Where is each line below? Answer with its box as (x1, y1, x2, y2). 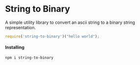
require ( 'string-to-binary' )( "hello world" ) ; (5, 34, 99, 39)
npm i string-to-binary (5, 55, 54, 60)
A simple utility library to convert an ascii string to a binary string (5, 19, 136, 25)
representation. (5, 24, 36, 30)
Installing (5, 45, 24, 50)
